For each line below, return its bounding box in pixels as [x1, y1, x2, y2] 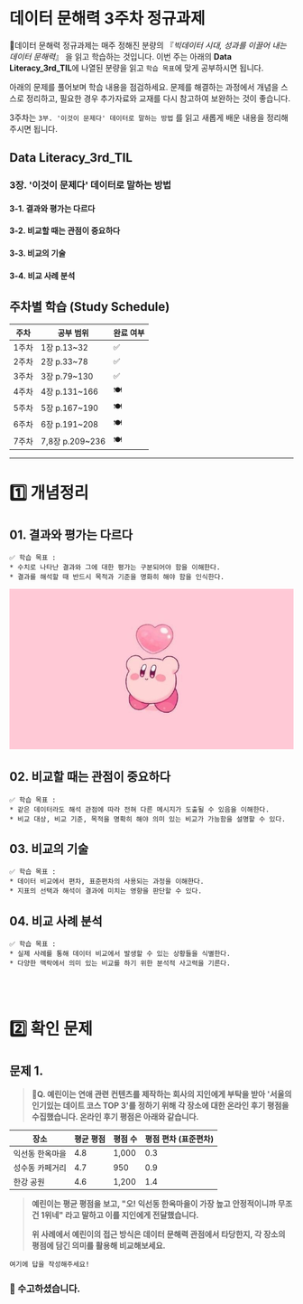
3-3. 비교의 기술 [9, 248, 66, 258]
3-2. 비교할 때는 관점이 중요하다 [9, 225, 121, 236]
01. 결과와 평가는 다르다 [9, 527, 133, 542]
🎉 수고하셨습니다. [9, 1282, 81, 1295]
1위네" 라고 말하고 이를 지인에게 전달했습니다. [40, 1209, 199, 1220]
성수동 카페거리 [13, 1162, 67, 1173]
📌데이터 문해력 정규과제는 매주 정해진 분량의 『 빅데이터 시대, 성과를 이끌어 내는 [9, 40, 287, 51]
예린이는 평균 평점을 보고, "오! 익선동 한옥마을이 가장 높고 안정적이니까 [31, 1198, 277, 1209]
